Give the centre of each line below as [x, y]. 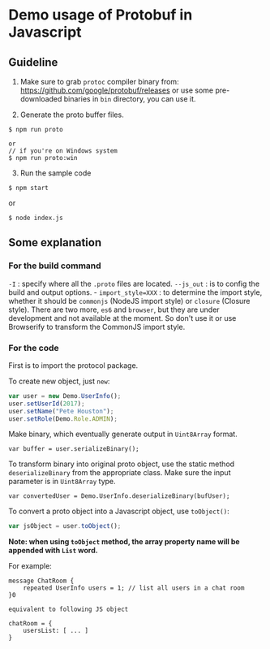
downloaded [41, 99]
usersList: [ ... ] [56, 631]
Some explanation [55, 242]
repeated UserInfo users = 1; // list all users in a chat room [134, 588]
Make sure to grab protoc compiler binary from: [100, 82]
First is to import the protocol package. [73, 365]
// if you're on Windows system [63, 151]
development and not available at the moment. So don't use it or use [122, 318]
